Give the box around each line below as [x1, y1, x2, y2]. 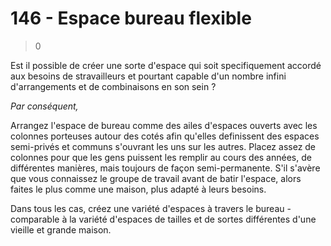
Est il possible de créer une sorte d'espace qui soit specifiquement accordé [10, 59, 322, 71]
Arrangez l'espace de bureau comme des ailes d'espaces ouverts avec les [10, 119, 318, 131]
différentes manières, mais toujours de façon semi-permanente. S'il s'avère [10, 162, 321, 174]
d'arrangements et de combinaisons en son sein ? [10, 80, 217, 92]
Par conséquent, [10, 100, 79, 112]
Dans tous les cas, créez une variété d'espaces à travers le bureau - [10, 202, 292, 214]
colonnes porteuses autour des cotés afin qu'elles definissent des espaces [10, 130, 320, 142]
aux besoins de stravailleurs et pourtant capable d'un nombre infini [10, 70, 287, 82]
